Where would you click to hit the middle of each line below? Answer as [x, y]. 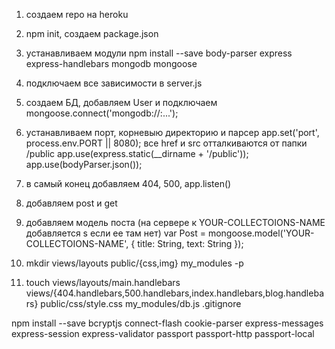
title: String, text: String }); [190, 243]
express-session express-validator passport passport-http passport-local [163, 333]
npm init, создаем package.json [92, 33]
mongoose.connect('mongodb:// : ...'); [102, 113]
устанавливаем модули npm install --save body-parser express [159, 53]
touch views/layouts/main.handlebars [103, 282]
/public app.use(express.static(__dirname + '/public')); [137, 153]
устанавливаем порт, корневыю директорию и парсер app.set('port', [172, 132]
